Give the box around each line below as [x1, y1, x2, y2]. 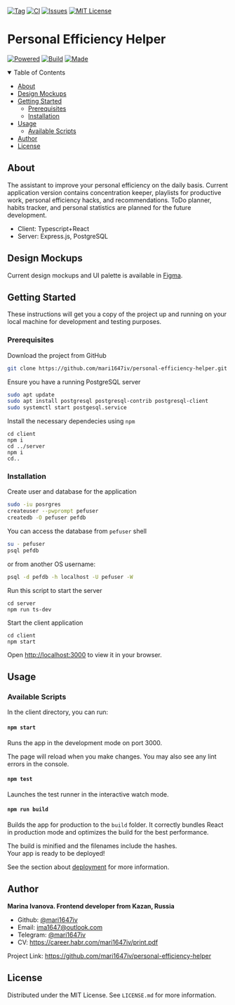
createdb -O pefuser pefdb [7, 514, 86, 521]
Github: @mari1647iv [17, 916, 79, 924]
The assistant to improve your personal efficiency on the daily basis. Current [7, 180, 228, 189]
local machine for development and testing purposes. [7, 318, 162, 326]
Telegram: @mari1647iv [17, 930, 86, 939]
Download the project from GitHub [7, 351, 107, 359]
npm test [7, 775, 33, 783]
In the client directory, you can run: [7, 708, 109, 716]
